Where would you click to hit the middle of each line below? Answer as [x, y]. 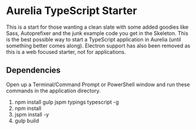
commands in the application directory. [54, 90]
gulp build [27, 121]
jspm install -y [31, 114]
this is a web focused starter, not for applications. [66, 52]
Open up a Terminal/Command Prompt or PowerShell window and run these [98, 84]
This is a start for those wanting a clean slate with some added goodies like [97, 27]
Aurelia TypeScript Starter [72, 11]
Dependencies [33, 71]
